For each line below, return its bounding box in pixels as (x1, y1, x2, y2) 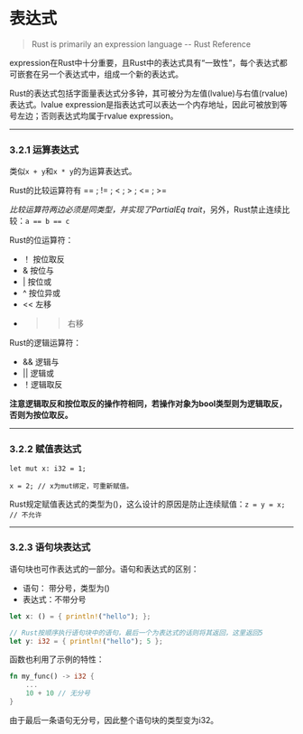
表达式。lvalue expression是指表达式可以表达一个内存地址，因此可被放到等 (9, 98, 288, 109)
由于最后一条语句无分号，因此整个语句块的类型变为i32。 (9, 714, 219, 725)
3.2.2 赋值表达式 (9, 443, 82, 456)
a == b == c (25, 218, 70, 227)
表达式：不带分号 (22, 593, 87, 605)
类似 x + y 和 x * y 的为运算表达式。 (9, 166, 137, 177)
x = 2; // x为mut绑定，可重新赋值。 (9, 481, 133, 490)
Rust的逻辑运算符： (9, 338, 82, 348)
